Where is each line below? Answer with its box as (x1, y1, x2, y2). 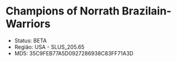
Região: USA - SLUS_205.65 (14, 43, 85, 51)
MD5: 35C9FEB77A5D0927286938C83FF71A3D (14, 49, 134, 57)
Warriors (5, 17, 51, 31)
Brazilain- (122, 4, 172, 18)
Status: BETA (14, 37, 47, 44)
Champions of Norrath (5, 4, 120, 18)
